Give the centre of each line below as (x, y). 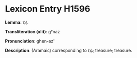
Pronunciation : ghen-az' (30, 41)
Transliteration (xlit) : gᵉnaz (33, 31)
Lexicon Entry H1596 (48, 9)
